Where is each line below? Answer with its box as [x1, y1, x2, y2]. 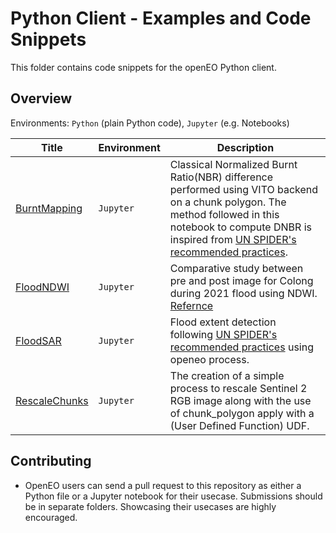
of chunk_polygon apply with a [169, 406, 315, 420]
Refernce [169, 298, 214, 312]
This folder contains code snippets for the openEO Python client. [10, 61, 277, 73]
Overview [10, 90, 73, 107]
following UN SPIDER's [169, 327, 278, 341]
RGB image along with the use [169, 393, 312, 407]
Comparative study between [169, 261, 304, 275]
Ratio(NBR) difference [169, 170, 274, 184]
